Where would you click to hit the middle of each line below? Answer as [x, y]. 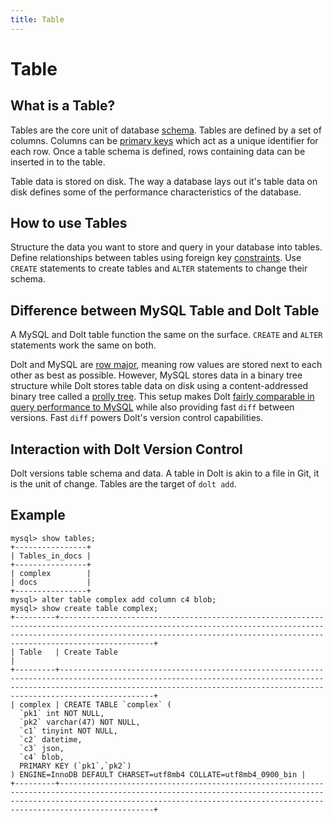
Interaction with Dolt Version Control [126, 449]
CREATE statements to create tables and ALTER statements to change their [159, 268]
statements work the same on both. [83, 345]
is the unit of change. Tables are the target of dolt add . [123, 484]
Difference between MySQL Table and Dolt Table [165, 310]
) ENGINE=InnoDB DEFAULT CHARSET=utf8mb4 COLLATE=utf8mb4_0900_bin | [158, 774]
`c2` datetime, [51, 739]
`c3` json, [42, 748]
